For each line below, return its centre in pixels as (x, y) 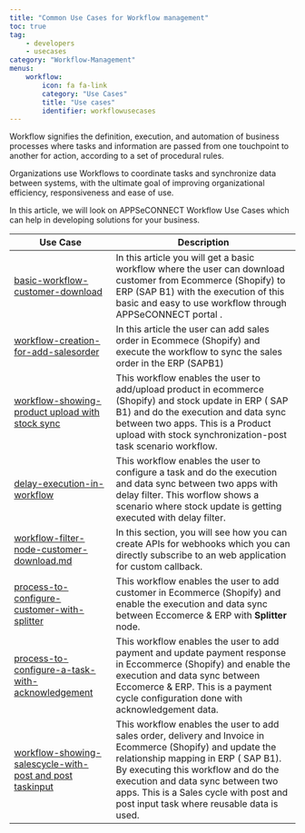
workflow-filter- (49, 539)
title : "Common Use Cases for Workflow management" (109, 18)
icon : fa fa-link (74, 85)
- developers (50, 43)
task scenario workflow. (167, 446)
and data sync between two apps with (197, 484)
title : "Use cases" (79, 102)
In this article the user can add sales (192, 330)
